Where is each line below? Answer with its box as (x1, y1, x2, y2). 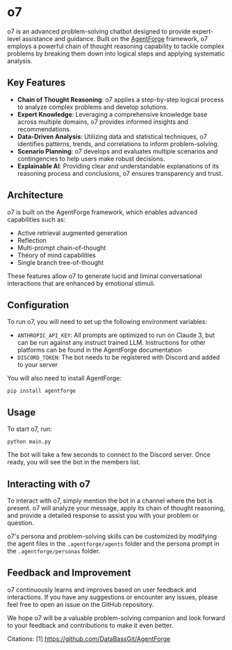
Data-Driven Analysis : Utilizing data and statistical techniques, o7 (17, 132, 207, 140)
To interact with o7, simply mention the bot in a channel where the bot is (7, 496, 213, 505)
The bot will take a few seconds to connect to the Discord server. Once (7, 450, 210, 459)
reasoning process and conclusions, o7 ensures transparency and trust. (17, 169, 224, 177)
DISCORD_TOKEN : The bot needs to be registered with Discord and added (17, 353, 220, 361)
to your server (17, 361, 58, 369)
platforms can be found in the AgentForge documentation (17, 346, 182, 355)
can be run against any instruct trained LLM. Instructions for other (17, 339, 206, 347)
